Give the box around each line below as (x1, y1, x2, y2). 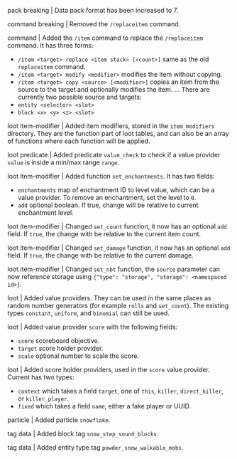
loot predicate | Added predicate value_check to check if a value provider (7, 151, 221, 159)
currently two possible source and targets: (17, 93, 142, 101)
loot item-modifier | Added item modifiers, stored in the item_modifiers (7, 122, 215, 130)
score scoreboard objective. (17, 337, 100, 344)
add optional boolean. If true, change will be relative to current (17, 201, 199, 209)
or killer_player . (17, 394, 70, 403)
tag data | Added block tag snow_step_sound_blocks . (7, 430, 159, 438)
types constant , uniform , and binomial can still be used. (7, 309, 170, 317)
